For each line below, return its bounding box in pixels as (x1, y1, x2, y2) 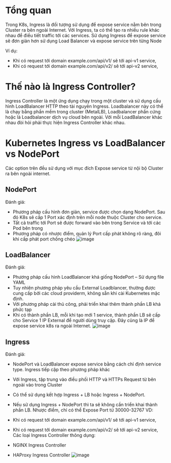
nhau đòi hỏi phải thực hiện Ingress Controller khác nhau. (5, 119, 126, 126)
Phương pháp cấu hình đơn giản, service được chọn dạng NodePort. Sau (12, 209, 165, 215)
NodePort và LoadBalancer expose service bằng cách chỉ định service (12, 361, 162, 367)
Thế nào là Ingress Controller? (5, 81, 136, 92)
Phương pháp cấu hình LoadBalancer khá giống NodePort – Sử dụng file (12, 274, 164, 280)
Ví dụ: (5, 47, 18, 54)
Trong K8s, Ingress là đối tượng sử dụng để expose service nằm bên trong (5, 21, 162, 28)
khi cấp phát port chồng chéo (12, 236, 76, 242)
